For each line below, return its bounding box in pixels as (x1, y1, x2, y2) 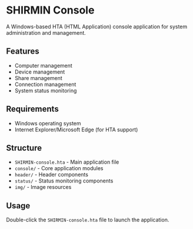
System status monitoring (14, 87, 77, 94)
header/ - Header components (14, 171, 88, 178)
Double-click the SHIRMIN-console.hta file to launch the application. (6, 216, 169, 224)
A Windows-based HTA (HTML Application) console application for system (6, 23, 188, 30)
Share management (14, 74, 63, 81)
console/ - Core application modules (14, 165, 104, 172)
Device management (14, 68, 65, 75)
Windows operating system (14, 120, 81, 127)
